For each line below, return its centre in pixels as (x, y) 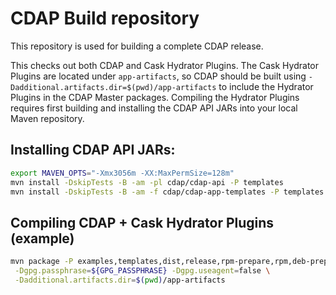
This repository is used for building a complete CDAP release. (137, 46)
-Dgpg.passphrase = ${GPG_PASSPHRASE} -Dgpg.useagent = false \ (142, 271)
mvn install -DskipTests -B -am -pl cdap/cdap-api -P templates (147, 182)
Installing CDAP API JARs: (93, 150)
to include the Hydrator (266, 86)
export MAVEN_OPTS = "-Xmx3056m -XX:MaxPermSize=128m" (122, 173)
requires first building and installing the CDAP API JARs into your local (154, 108)
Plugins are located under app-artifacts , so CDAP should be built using (158, 76)
